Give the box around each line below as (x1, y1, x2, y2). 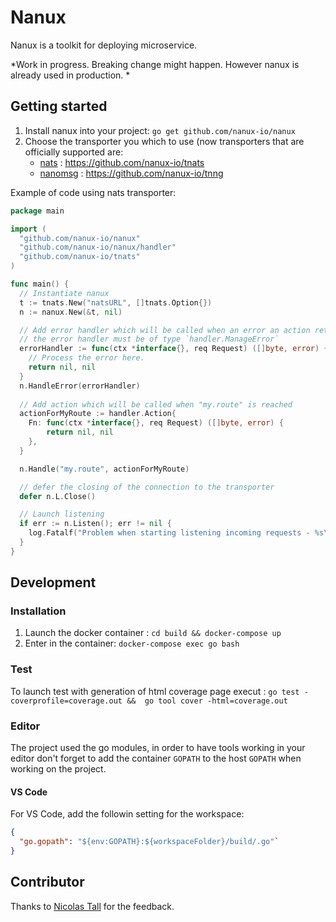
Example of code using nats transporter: (10, 186, 177, 198)
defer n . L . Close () (19, 491, 97, 501)
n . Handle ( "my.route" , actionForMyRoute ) (19, 464, 190, 474)
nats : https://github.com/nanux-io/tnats (39, 156, 205, 168)
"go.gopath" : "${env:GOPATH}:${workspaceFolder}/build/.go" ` (19, 837, 280, 847)
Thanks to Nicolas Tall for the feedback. (10, 900, 175, 912)
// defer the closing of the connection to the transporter (19, 482, 275, 492)
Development (10, 574, 97, 591)
